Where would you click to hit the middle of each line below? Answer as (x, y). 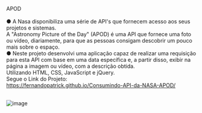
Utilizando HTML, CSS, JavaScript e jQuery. (61, 72)
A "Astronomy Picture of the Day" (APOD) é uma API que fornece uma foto (99, 34)
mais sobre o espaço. (33, 47)
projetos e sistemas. (31, 28)
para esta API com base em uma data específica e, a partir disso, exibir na (99, 60)
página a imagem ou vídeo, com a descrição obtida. (71, 66)
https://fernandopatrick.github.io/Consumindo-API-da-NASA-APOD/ (91, 85)
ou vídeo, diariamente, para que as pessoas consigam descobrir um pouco (99, 41)
